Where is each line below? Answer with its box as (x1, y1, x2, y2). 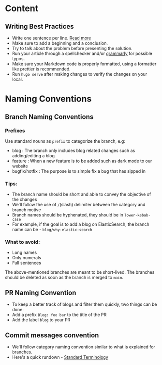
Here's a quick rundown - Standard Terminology (12, 354, 109, 360)
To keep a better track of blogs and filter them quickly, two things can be (12, 301, 157, 307)
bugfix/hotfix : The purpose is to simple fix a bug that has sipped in (12, 168, 146, 174)
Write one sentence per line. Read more (12, 35, 91, 41)
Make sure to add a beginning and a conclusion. (12, 40, 108, 46)
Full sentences (12, 260, 41, 266)
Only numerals (12, 255, 41, 261)
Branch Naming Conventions (5, 113, 94, 121)
